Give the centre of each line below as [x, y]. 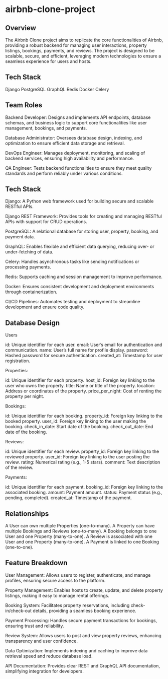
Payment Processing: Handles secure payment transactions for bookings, [81, 620]
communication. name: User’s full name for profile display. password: [77, 350]
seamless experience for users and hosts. [48, 61]
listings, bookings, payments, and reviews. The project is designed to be [80, 51]
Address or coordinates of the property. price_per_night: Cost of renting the [83, 391]
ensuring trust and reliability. [35, 626]
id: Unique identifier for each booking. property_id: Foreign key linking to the [84, 416]
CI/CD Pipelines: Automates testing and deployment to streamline [73, 302]
